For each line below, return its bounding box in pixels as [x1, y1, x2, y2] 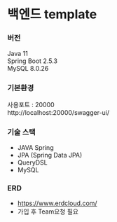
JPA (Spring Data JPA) [17, 151, 83, 160]
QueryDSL [17, 158, 48, 167]
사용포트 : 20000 [7, 100, 55, 109]
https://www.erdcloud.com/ [17, 199, 97, 207]
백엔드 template [7, 6, 97, 22]
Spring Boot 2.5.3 [7, 57, 58, 65]
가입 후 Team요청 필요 [17, 207, 79, 216]
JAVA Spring [17, 144, 54, 152]
